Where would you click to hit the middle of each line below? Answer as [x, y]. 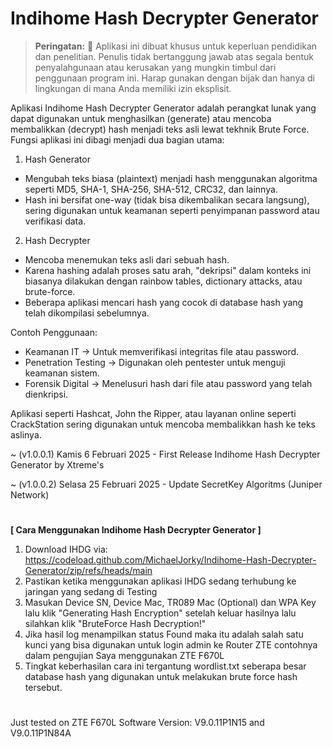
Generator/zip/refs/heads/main [88, 571]
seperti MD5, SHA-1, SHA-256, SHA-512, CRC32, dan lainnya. [151, 189]
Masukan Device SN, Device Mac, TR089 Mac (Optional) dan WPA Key [170, 603]
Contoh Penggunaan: [54, 332]
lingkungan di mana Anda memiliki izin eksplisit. [133, 88]
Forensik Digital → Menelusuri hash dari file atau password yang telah [168, 383]
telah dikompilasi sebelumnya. [87, 313]
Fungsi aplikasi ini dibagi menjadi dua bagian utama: [117, 139]
